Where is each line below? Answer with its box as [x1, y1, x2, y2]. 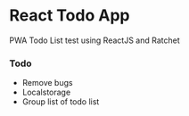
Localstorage [21, 87, 71, 98]
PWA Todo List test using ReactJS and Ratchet [9, 35, 180, 46]
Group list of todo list [21, 96, 100, 107]
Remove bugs [21, 78, 73, 88]
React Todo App [9, 5, 130, 26]
